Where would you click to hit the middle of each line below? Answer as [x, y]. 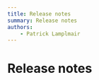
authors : [20, 27]
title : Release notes [39, 14]
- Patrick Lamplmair [50, 34]
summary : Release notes [42, 21]
